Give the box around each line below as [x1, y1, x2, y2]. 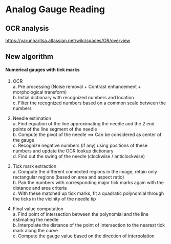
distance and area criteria [12, 185, 67, 191]
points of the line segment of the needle [12, 126, 97, 132]
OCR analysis [5, 24, 49, 33]
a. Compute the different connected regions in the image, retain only [12, 168, 157, 174]
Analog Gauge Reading [5, 4, 105, 15]
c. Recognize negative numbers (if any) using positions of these [12, 142, 147, 148]
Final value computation [12, 206, 63, 212]
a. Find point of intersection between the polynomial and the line [12, 211, 149, 217]
